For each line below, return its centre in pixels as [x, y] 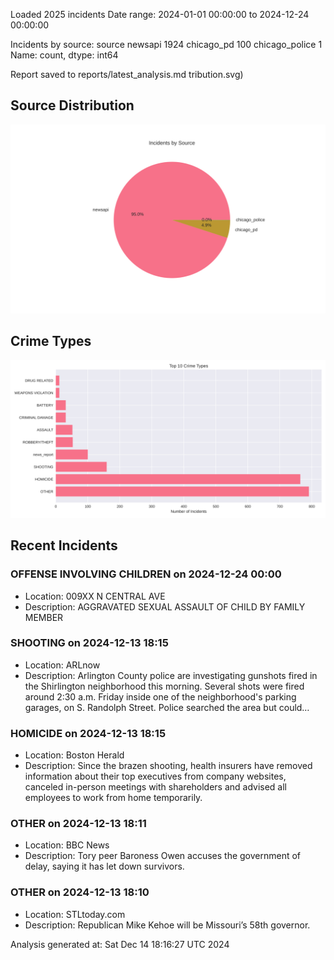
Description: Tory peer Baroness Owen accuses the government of [163, 856]
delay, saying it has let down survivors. [104, 866]
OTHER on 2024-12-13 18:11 [78, 824]
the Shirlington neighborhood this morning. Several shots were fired [164, 686]
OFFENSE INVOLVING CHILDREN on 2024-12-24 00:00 [146, 574]
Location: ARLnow [62, 665]
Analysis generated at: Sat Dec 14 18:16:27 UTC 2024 [120, 944]
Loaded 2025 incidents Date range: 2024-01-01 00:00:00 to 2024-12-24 [160, 14]
